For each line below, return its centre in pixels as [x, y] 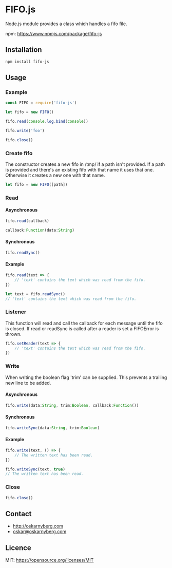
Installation [24, 50]
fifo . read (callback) [27, 221]
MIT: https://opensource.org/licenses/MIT [50, 560]
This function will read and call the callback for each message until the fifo [84, 323]
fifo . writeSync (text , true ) [35, 469]
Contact [18, 514]
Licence [18, 548]
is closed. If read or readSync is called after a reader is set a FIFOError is [82, 328]
